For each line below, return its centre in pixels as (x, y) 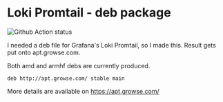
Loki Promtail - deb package (89, 13)
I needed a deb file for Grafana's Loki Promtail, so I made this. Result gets (111, 45)
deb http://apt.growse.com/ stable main (66, 78)
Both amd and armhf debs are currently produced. (79, 65)
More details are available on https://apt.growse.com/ (84, 91)
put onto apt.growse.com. (44, 52)
